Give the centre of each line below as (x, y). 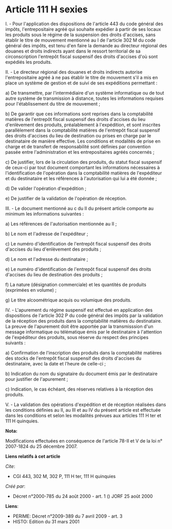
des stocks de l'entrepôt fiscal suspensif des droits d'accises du (73, 358)
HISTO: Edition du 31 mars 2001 (46, 521)
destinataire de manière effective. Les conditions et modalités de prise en (83, 141)
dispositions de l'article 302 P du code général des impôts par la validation (84, 315)
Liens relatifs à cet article (33, 456)
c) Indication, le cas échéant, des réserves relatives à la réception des (79, 389)
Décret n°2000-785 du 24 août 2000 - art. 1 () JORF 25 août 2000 (83, 496)
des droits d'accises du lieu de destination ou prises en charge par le (78, 135)
